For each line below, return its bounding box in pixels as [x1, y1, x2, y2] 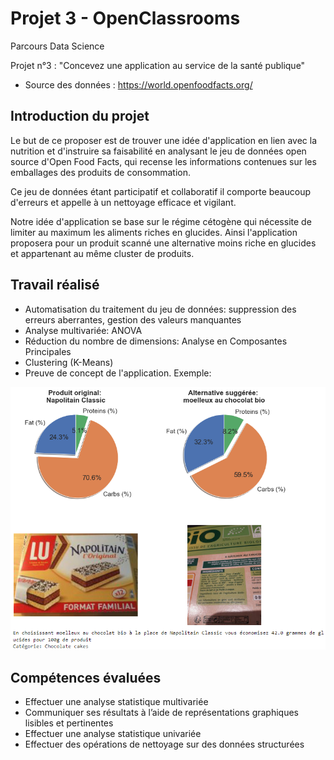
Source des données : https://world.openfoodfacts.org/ [24, 78, 253, 91]
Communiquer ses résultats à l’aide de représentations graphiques [24, 707, 300, 719]
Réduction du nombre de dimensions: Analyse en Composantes [24, 335, 288, 347]
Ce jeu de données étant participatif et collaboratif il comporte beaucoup [10, 185, 311, 197]
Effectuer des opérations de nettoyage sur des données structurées [24, 738, 305, 751]
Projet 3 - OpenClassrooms [10, 7, 241, 30]
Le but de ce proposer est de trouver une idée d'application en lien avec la [10, 134, 318, 146]
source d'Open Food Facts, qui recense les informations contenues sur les [10, 155, 317, 167]
